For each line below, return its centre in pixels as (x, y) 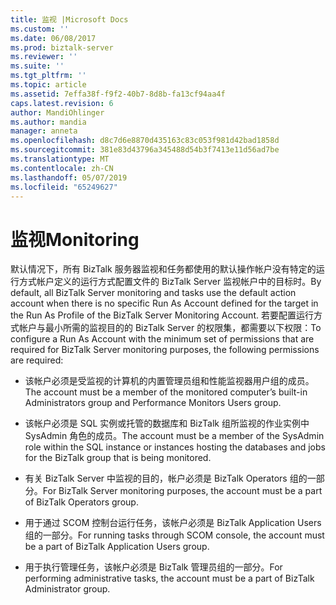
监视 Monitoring (75, 239)
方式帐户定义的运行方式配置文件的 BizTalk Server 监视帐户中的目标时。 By (170, 282)
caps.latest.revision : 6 (62, 103)
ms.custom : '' (40, 29)
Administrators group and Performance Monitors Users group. (153, 403)
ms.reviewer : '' (44, 57)
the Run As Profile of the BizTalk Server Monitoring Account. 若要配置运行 (162, 315)
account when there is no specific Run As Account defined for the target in (164, 303)
